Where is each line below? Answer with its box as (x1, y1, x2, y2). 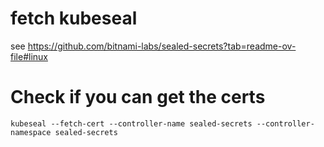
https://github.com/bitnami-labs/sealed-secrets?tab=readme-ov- (27, 40, 297, 52)
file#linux (10, 50, 48, 62)
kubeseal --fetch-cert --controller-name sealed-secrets (10, 118, 253, 129)
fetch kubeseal (10, 7, 138, 30)
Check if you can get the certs (10, 86, 266, 109)
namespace (10, 127, 52, 137)
